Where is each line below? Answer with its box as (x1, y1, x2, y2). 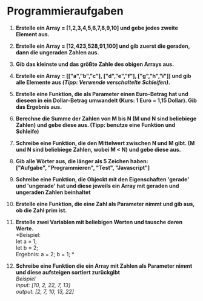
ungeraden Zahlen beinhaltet (15, 189, 91, 196)
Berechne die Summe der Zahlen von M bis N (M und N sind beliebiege (15, 115, 197, 122)
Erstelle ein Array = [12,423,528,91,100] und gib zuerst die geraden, (15, 42, 190, 50)
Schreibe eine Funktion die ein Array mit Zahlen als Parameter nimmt (15, 262, 193, 270)
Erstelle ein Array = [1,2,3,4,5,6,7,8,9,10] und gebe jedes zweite (15, 24, 178, 31)
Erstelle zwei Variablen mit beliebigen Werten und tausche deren (15, 218, 183, 225)
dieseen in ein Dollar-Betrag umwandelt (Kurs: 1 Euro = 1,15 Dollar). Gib (15, 97, 198, 104)
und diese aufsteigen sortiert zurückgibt (15, 268, 121, 276)
